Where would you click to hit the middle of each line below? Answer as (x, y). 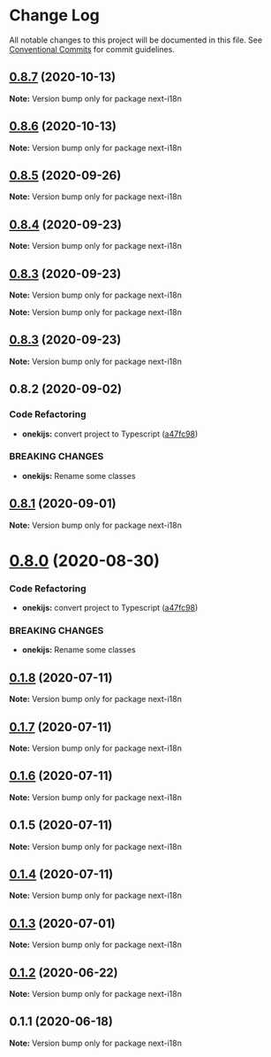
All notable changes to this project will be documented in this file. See (136, 40)
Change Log (54, 15)
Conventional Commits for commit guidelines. (92, 49)
